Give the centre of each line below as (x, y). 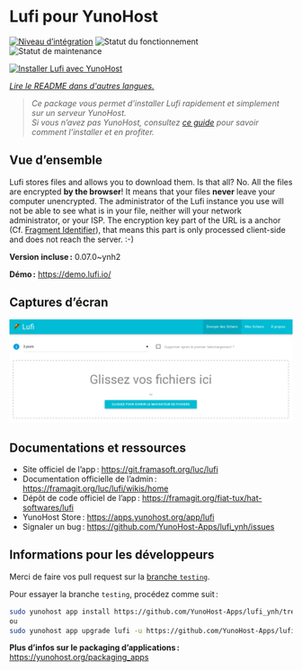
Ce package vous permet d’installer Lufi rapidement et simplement (155, 103)
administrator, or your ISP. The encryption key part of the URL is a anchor (145, 220)
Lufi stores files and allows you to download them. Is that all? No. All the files (151, 182)
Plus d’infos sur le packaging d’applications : (94, 648)
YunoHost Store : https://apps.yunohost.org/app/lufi (118, 517)
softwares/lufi (48, 507)
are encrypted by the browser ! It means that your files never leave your (142, 192)
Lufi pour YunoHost (84, 17)
